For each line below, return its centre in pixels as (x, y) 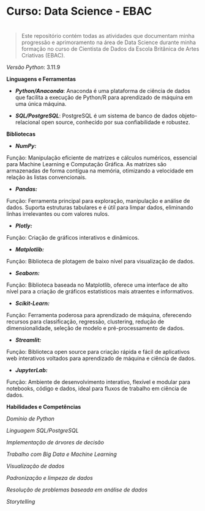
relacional (28, 122)
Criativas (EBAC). (43, 56)
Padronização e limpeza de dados (50, 478)
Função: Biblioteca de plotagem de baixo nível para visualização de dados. (100, 262)
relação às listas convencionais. (47, 177)
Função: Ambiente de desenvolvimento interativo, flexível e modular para (99, 382)
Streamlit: (28, 340)
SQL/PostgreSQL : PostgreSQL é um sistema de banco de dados (96, 116)
